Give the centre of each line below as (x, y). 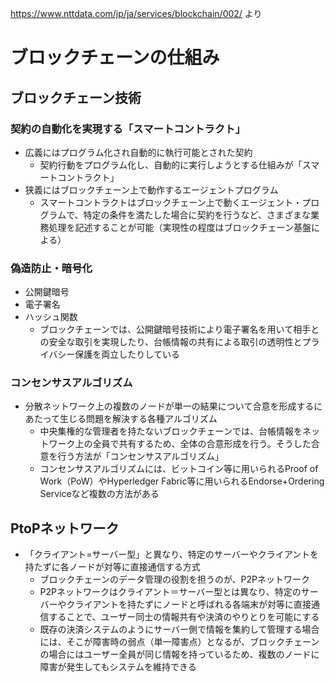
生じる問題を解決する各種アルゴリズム (138, 419)
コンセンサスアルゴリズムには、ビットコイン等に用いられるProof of (179, 469)
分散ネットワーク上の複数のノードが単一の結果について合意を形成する (169, 406)
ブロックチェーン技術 (76, 97)
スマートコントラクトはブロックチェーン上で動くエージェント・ (171, 202)
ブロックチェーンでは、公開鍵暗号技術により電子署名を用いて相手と (179, 329)
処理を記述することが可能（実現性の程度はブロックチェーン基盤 (180, 227)
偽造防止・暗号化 (51, 268)
